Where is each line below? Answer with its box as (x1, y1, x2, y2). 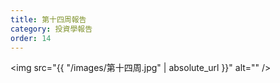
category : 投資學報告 (10, 24, 93, 34)
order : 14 (10, 33, 52, 43)
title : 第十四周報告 (10, 14, 87, 25)
